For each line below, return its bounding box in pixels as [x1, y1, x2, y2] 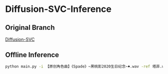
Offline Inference [5, 51, 59, 59]
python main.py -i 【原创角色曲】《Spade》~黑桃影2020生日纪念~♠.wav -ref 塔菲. [5, 64, 162, 69]
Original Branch [5, 23, 55, 32]
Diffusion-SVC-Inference [5, 3, 111, 15]
